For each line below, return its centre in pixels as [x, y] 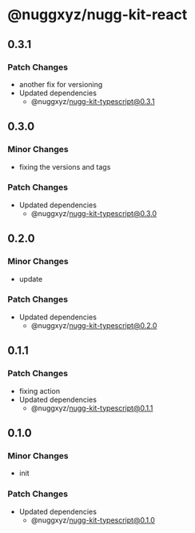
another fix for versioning [61, 84]
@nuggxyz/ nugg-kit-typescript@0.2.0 [94, 325]
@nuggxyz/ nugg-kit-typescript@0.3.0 [94, 213]
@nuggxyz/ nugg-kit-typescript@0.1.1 [92, 408]
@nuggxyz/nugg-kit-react [97, 15]
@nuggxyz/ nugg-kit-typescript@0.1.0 [93, 520]
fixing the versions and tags [65, 166]
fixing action [40, 391]
